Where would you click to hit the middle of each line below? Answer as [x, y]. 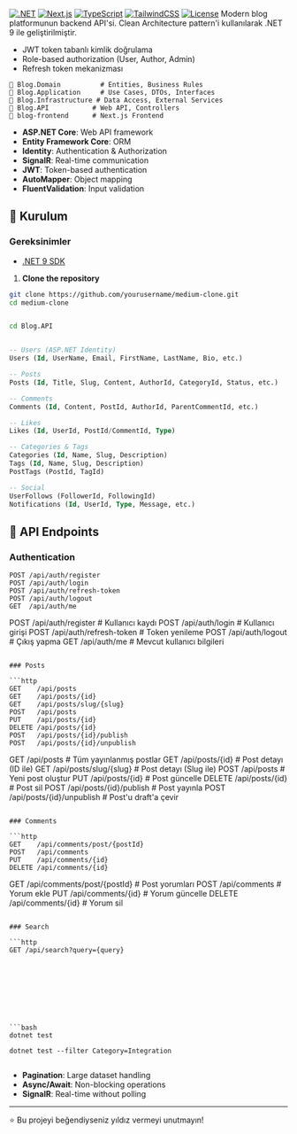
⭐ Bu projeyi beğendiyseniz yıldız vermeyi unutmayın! [107, 1120]
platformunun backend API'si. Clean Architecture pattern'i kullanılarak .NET [146, 23]
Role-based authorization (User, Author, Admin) [109, 59]
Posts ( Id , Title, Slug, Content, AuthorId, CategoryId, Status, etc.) [144, 382]
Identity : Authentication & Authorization [95, 151]
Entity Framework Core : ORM [76, 141]
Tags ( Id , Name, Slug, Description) [76, 464]
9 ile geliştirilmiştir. [43, 32]
